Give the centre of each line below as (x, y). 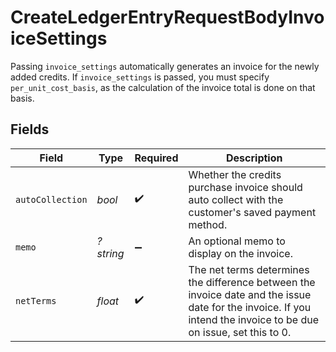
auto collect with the (236, 199)
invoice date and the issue (250, 294)
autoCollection (51, 199)
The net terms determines (249, 269)
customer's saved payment (252, 212)
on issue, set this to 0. (240, 332)
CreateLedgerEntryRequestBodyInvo (167, 17)
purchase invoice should (245, 187)
